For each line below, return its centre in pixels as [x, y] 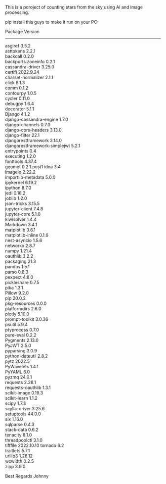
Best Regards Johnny [27, 476]
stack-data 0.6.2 [22, 430]
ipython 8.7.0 [18, 188]
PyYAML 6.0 [18, 372]
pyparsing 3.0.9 [21, 351]
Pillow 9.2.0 [17, 293]
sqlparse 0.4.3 [20, 424]
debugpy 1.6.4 [20, 104]
